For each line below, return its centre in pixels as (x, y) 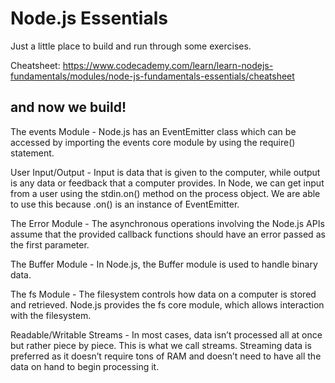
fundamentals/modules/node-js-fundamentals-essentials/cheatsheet (152, 76)
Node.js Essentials (89, 18)
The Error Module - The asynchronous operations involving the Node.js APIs (167, 223)
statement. (32, 153)
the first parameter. (50, 244)
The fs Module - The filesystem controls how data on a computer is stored (163, 294)
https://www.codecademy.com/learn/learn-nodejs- (168, 65)
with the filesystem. (51, 315)
